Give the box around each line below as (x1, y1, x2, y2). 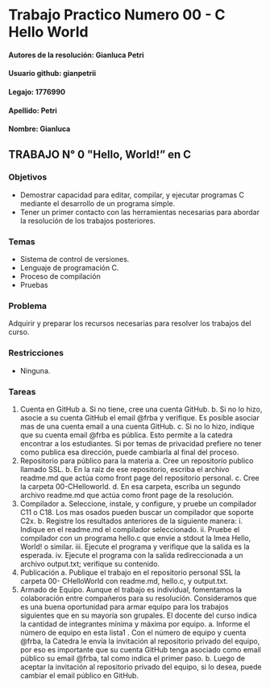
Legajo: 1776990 (8, 87, 66, 96)
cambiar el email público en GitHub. (19, 671, 139, 681)
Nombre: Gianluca (8, 124, 71, 134)
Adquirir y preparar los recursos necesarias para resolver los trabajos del (8, 319, 251, 328)
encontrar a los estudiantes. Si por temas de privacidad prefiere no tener (19, 439, 262, 449)
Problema (8, 301, 47, 312)
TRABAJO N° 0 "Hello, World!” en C (8, 147, 192, 161)
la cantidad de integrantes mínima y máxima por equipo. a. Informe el (19, 619, 251, 629)
